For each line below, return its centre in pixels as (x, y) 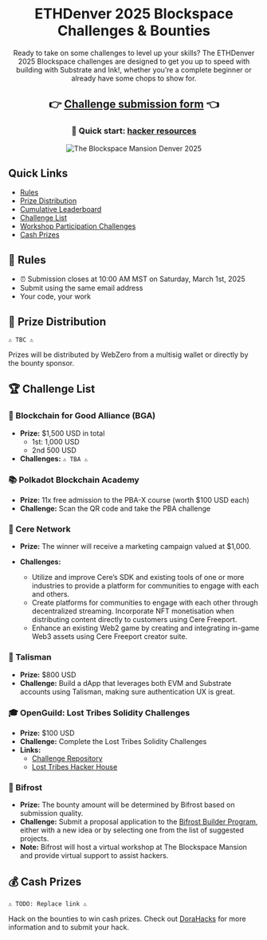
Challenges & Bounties (134, 31)
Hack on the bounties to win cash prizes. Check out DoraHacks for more (127, 919)
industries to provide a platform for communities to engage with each (145, 586)
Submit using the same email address (81, 288)
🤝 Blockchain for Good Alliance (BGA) (82, 416)
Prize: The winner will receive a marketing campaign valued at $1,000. (135, 546)
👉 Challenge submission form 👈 (134, 104)
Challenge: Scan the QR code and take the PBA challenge (115, 509)
